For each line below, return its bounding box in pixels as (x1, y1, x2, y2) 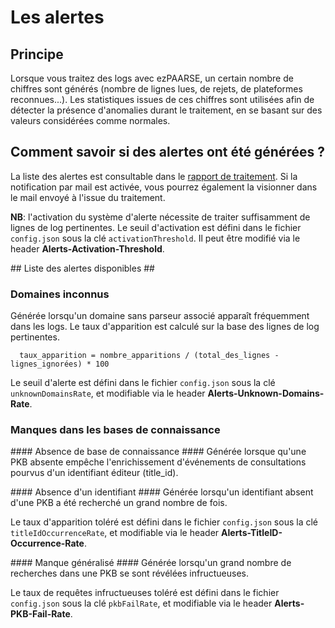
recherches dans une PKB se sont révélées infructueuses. (10, 567, 250, 580)
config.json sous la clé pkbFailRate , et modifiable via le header (10, 597, 273, 610)
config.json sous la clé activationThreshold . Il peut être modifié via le (10, 232, 301, 244)
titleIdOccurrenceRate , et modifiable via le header (10, 527, 220, 539)
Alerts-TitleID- (221, 527, 283, 539)
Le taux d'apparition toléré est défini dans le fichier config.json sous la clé (10, 516, 318, 528)
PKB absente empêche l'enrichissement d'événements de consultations (10, 456, 307, 468)
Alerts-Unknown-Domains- (207, 387, 325, 400)
